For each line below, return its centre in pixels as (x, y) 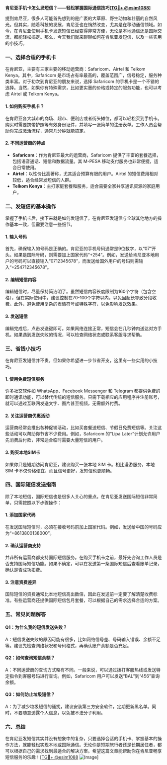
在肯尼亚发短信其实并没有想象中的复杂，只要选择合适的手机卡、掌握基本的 (81, 739)
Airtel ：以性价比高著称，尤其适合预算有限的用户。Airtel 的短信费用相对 (85, 173)
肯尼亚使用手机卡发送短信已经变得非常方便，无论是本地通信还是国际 (88, 31)
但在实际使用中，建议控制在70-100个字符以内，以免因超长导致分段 (84, 298)
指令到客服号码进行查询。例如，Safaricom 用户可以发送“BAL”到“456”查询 (84, 676)
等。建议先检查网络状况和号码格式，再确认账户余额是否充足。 (68, 645)
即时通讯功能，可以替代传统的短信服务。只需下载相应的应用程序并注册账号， (83, 397)
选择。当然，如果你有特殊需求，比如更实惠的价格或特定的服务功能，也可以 (81, 88)
